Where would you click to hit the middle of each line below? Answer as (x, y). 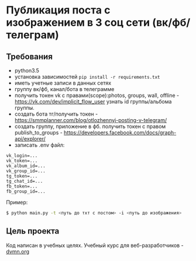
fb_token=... (22, 186)
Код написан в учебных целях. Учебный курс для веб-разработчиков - (95, 245)
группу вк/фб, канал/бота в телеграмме (64, 89)
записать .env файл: (39, 145)
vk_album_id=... (26, 166)
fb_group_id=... (26, 192)
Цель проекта (33, 231)
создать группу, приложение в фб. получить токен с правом (90, 126)
